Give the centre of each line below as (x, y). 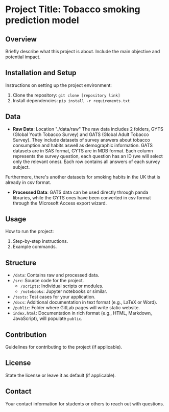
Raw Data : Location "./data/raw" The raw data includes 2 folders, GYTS (88, 129)
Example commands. (35, 247)
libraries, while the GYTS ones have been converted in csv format (82, 197)
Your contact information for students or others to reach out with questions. (85, 404)
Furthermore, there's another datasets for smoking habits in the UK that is (83, 177)
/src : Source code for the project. (48, 281)
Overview (21, 39)
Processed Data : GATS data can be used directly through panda (80, 192)
